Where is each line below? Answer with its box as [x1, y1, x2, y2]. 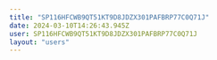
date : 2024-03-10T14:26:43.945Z [9, 21, 129, 30]
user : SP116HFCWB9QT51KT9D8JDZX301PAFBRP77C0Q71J [9, 29, 198, 38]
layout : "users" [9, 37, 70, 47]
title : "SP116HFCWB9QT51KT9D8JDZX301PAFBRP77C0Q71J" [9, 12, 210, 22]
